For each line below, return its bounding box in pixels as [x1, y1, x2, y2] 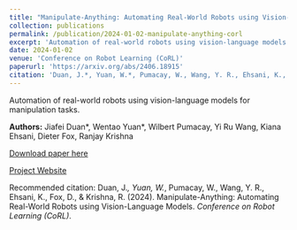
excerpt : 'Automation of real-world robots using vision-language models [9, 37, 287, 47]
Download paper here [9, 148, 88, 158]
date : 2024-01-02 [9, 46, 73, 55]
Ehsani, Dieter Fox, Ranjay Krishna [9, 130, 134, 142]
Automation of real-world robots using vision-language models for [9, 95, 250, 105]
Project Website [9, 165, 67, 175]
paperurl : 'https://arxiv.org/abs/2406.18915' [9, 63, 184, 72]
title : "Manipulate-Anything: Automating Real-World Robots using [9, 12, 259, 22]
